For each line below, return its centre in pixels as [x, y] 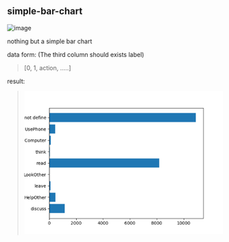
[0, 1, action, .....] [47, 67]
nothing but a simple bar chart [50, 41]
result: [16, 81]
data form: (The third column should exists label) [76, 54]
